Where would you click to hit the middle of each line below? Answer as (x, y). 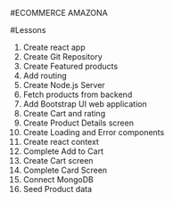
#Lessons (28, 30)
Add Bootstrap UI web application (85, 104)
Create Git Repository (63, 56)
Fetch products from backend (78, 94)
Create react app (54, 47)
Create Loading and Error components (94, 132)
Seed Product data (58, 189)
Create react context (61, 142)
